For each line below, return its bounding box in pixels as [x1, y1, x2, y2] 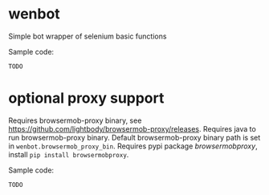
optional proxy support [8, 89, 165, 108]
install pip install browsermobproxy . [8, 149, 129, 159]
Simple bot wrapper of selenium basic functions [8, 31, 167, 41]
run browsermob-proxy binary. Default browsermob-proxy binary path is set [8, 132, 261, 142]
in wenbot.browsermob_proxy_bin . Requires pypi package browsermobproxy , [8, 141, 259, 151]
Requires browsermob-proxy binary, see [8, 116, 142, 125]
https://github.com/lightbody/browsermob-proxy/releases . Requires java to [8, 124, 257, 133]
